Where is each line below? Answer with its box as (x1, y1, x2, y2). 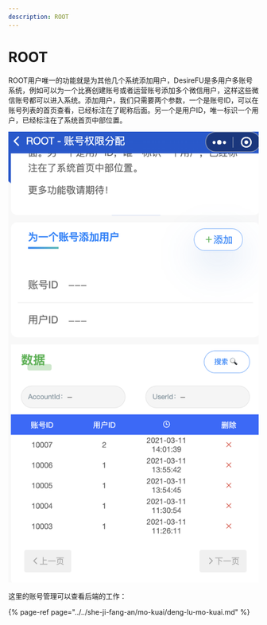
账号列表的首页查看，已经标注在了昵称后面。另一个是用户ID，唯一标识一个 (8, 105, 252, 115)
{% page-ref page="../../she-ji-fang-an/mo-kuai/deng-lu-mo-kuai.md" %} (8, 607, 250, 616)
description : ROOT (8, 13, 69, 21)
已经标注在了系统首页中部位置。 (21, 115, 127, 125)
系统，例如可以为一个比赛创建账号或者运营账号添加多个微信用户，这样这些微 (8, 85, 259, 95)
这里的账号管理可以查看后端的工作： (8, 591, 127, 600)
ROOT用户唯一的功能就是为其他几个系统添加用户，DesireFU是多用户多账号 (8, 76, 253, 85)
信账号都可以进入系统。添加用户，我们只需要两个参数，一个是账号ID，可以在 (8, 95, 259, 105)
